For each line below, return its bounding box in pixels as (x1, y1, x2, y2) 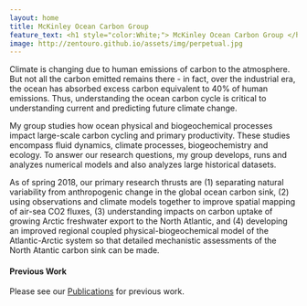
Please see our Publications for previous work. (9, 286, 185, 297)
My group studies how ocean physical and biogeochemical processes (9, 121, 273, 132)
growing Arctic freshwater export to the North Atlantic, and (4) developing (9, 216, 288, 227)
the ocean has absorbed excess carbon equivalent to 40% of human (9, 83, 269, 94)
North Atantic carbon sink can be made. (9, 245, 160, 256)
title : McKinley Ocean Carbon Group (9, 22, 149, 31)
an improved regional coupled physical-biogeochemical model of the (9, 226, 270, 237)
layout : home (9, 13, 59, 23)
